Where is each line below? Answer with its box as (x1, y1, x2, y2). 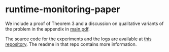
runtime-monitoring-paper (5, 4, 120, 15)
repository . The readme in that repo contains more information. (5, 41, 137, 47)
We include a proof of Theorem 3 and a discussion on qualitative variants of (5, 20, 164, 27)
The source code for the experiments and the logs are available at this (5, 36, 152, 42)
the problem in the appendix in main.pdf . (5, 25, 90, 32)
